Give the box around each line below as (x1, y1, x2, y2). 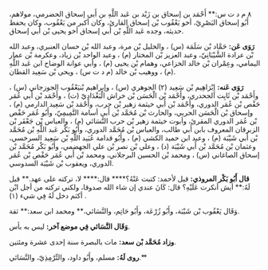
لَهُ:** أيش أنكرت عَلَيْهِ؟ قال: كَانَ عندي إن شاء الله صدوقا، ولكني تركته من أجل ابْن (9, 182, 250, 192)
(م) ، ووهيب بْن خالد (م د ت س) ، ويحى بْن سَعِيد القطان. (9, 67, 176, 76)
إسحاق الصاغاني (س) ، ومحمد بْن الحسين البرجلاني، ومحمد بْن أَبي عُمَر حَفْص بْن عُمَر (9, 150, 260, 159)
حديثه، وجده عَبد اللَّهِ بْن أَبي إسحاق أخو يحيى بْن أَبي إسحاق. (9, 26, 184, 35)
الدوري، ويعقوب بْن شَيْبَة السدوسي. (9, 158, 114, 168)
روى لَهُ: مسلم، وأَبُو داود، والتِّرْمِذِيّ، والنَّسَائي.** (9, 252, 148, 262)
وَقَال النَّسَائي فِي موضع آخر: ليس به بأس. (9, 221, 131, 231)
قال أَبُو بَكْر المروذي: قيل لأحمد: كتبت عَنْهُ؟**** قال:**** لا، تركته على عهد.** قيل (9, 174, 250, 183)
